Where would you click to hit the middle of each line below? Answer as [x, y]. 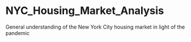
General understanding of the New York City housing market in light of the [95, 27]
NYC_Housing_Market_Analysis [85, 11]
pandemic [18, 33]
